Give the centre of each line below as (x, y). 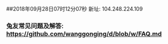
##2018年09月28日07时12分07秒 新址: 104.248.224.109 (74, 9)
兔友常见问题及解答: (35, 26)
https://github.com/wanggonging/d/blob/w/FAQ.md (84, 34)
